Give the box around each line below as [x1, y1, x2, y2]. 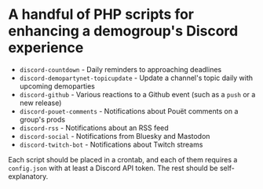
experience [8, 39, 84, 56]
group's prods [19, 114, 65, 124]
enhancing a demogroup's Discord [8, 22, 239, 40]
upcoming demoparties [19, 81, 96, 91]
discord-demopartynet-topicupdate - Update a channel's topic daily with [19, 73, 254, 82]
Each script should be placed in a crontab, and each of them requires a [8, 154, 238, 164]
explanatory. [8, 171, 49, 181]
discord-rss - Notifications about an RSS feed [19, 123, 169, 133]
